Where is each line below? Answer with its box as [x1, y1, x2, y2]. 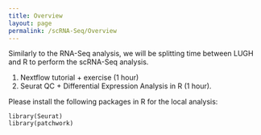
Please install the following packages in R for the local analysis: [8, 97, 218, 107]
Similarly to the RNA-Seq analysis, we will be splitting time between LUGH [8, 49, 254, 59]
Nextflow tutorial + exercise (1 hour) [19, 73, 139, 83]
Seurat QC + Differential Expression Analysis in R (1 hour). [19, 81, 212, 91]
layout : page [8, 19, 52, 27]
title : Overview [8, 11, 63, 20]
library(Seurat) [8, 112, 63, 121]
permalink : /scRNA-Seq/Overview [8, 27, 117, 35]
